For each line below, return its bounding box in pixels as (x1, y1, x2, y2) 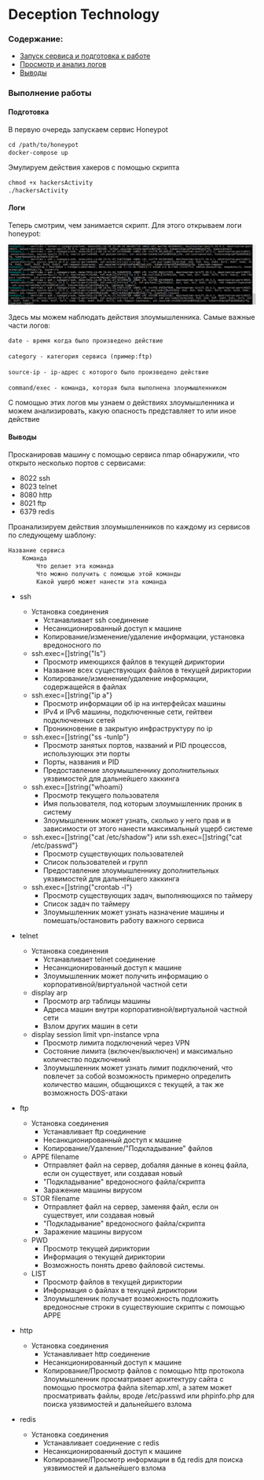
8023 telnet (19, 482, 57, 491)
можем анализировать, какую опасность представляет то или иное (8, 406, 237, 416)
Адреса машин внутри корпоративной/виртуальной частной (42, 1004, 247, 1014)
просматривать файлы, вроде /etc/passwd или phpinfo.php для (42, 1390, 255, 1400)
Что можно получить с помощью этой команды (36, 570, 181, 578)
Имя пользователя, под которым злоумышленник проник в (42, 799, 243, 808)
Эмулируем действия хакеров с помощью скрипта (8, 163, 180, 172)
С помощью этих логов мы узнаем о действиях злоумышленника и (8, 397, 235, 407)
